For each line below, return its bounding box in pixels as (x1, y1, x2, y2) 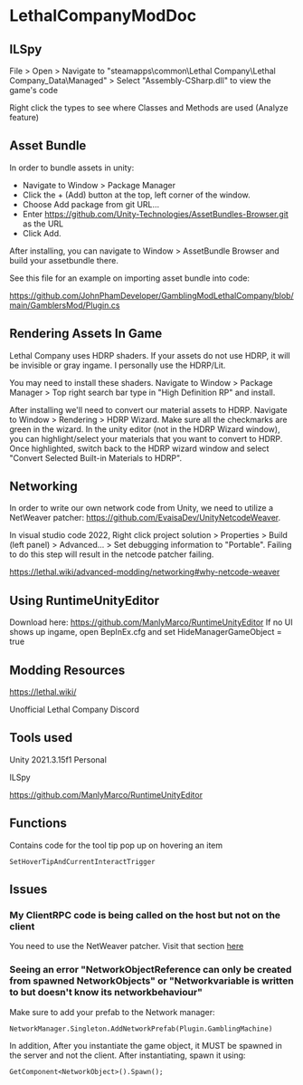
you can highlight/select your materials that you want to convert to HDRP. (9, 433, 283, 444)
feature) (9, 112, 39, 122)
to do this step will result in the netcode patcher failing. (9, 549, 214, 560)
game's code (9, 85, 59, 95)
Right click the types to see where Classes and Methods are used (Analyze (9, 102, 289, 113)
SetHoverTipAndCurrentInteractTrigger (9, 857, 156, 866)
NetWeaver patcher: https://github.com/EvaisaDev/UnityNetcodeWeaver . (9, 513, 281, 523)
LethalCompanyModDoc (9, 5, 197, 26)
